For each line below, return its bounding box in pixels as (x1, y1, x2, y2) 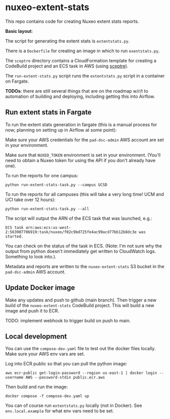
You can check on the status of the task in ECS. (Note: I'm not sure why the (5, 243, 162, 249)
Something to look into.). (5, 253, 57, 259)
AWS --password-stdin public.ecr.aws (25, 375, 105, 380)
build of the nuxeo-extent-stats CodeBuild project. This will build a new (5, 302, 154, 308)
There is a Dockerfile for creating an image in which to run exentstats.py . (5, 48, 160, 54)
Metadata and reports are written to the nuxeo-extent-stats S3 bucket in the (5, 263, 164, 270)
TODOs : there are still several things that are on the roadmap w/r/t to (5, 88, 148, 94)
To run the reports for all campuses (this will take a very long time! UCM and (5, 191, 164, 197)
